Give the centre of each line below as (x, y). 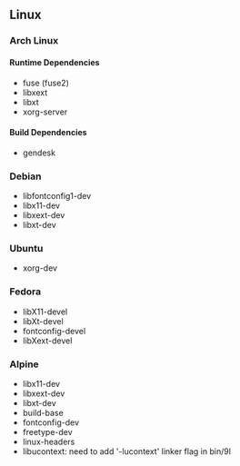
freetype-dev (47, 431)
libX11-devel (45, 312)
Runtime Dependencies (55, 62)
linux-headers (49, 441)
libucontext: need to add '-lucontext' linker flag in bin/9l (127, 451)
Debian (25, 176)
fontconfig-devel (54, 331)
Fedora (25, 292)
